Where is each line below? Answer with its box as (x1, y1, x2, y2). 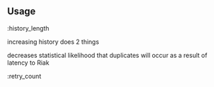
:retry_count (7, 72, 42, 80)
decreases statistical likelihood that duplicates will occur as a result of (7, 51, 208, 59)
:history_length (7, 24, 50, 32)
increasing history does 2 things (7, 38, 99, 46)
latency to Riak (7, 58, 50, 67)
